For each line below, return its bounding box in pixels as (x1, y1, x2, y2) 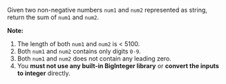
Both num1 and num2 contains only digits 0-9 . (17, 48, 142, 55)
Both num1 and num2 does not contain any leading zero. (17, 54, 171, 63)
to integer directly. (17, 69, 70, 77)
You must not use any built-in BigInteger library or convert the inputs (17, 62, 220, 70)
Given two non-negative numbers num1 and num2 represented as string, (7, 6, 207, 14)
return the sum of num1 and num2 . (7, 13, 100, 21)
